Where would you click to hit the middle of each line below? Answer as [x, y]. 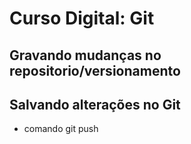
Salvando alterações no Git [95, 104]
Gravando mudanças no [85, 55]
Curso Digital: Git [82, 18]
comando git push [61, 129]
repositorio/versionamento [95, 70]
